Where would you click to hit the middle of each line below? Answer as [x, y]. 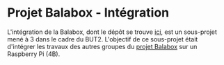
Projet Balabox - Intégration [88, 13]
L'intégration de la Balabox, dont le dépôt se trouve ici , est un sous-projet [112, 32]
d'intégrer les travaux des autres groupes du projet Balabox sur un [102, 46]
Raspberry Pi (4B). [34, 54]
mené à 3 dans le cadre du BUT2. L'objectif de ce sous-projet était [103, 39]
